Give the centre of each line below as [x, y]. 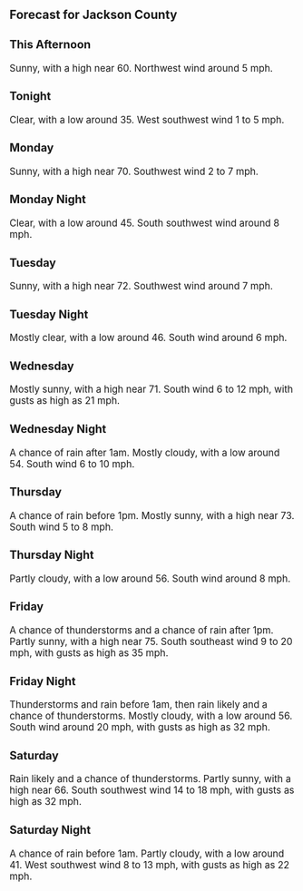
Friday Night [43, 681]
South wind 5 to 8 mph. [62, 527]
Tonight [30, 96]
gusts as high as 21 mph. [65, 401]
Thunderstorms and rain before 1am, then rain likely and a [138, 705]
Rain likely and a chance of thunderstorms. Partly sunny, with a [151, 779]
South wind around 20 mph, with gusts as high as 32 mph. [140, 728]
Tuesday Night [49, 314]
